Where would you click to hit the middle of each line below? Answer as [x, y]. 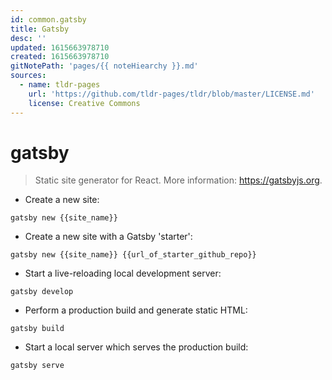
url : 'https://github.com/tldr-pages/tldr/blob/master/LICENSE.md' [171, 94]
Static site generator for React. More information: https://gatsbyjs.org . [178, 180]
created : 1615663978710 [60, 57]
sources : [28, 76]
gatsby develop [42, 292]
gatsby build [37, 329]
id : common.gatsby [48, 19]
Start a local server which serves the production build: [136, 347]
